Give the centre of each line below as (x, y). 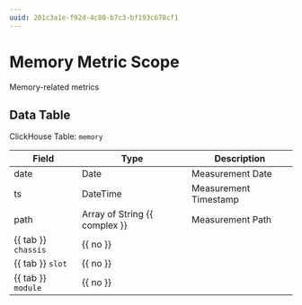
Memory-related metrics (54, 87)
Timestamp (216, 200)
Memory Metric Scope (94, 61)
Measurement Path (232, 220)
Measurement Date (232, 174)
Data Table (40, 114)
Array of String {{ (117, 214)
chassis (30, 250)
